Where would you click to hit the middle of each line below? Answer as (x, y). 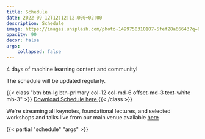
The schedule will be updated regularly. (56, 80)
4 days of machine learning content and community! (72, 69)
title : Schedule (27, 12)
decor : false (23, 40)
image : (15, 29)
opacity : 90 (21, 35)
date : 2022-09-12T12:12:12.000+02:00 (54, 18)
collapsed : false (39, 52)
